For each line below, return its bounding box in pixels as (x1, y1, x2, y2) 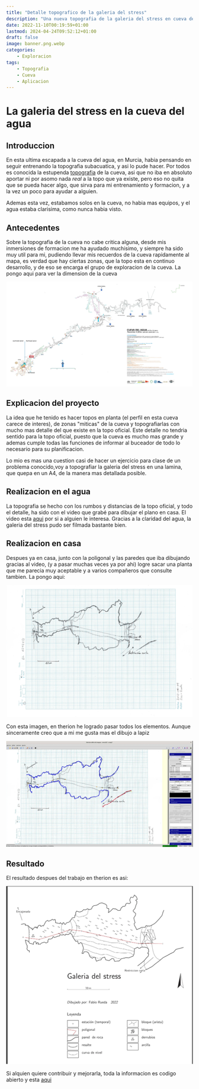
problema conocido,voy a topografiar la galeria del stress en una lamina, (6, 463, 182, 470)
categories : (6, 47, 36, 53)
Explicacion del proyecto (6, 398, 99, 408)
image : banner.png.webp (6, 41, 65, 47)
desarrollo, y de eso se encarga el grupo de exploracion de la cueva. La (6, 264, 181, 271)
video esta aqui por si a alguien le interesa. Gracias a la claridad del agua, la (6, 515, 191, 522)
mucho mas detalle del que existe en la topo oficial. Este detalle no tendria (6, 427, 188, 434)
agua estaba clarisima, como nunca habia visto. (6, 206, 123, 213)
